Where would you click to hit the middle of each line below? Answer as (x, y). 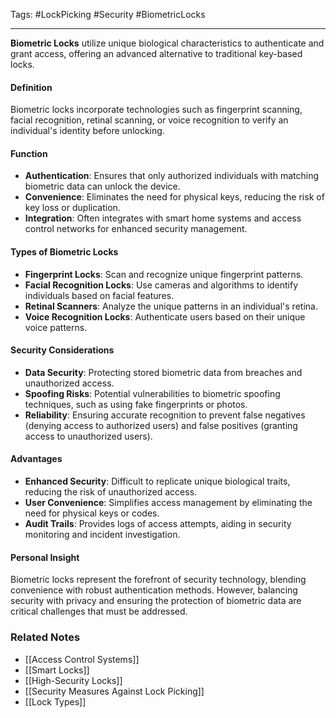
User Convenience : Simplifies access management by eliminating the (168, 503)
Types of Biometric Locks (64, 252)
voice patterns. (56, 327)
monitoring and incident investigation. (102, 535)
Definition (31, 87)
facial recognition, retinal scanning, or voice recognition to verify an (149, 120)
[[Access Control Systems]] (82, 659)
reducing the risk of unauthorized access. (111, 492)
